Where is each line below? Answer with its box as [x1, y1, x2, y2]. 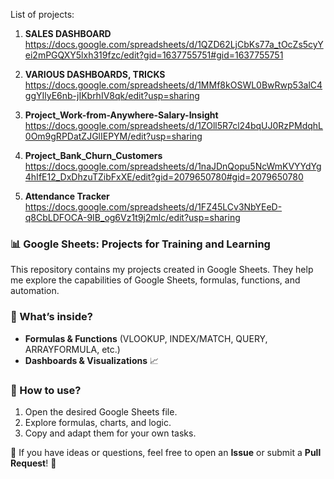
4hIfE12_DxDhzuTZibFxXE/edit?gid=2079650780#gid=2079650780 [24, 171, 304, 183]
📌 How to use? [10, 383, 82, 397]
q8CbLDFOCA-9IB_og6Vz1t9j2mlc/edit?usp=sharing [24, 212, 241, 223]
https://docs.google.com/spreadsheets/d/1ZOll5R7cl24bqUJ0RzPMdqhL [24, 120, 324, 131]
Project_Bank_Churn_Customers [24, 150, 163, 161]
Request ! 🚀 [10, 457, 57, 469]
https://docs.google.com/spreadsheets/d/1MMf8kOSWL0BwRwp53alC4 [24, 79, 323, 91]
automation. [10, 285, 60, 297]
